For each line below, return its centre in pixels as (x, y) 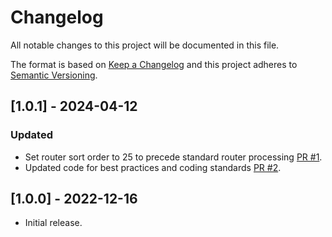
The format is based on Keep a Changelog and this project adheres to (154, 64)
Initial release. (53, 223)
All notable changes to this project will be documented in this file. (145, 45)
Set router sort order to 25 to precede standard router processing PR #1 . (173, 157)
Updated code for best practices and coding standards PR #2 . (153, 167)
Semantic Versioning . (54, 75)
